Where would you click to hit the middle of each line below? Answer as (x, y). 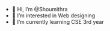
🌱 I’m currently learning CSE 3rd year (58, 22)
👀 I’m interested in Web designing (53, 15)
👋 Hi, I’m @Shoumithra (40, 9)
